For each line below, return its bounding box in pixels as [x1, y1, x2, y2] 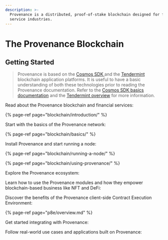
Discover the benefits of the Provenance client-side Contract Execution [5, 194, 152, 200]
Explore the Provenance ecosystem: [5, 170, 79, 176]
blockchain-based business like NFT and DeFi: [5, 185, 101, 191]
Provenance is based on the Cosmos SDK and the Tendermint [17, 71, 145, 77]
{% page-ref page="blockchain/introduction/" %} [5, 112, 107, 118]
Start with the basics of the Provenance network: [5, 121, 106, 127]
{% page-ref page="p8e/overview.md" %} [5, 209, 93, 215]
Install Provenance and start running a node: [5, 141, 96, 147]
